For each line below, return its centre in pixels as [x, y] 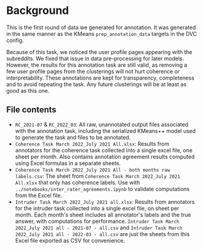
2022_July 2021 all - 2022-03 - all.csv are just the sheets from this [102, 234]
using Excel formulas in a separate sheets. [68, 163]
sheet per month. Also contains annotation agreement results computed [105, 157]
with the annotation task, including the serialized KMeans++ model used [105, 130]
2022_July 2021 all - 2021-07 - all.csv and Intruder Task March [99, 228]
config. [15, 40]
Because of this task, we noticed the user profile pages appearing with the [99, 52]
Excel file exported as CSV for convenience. [70, 240]
